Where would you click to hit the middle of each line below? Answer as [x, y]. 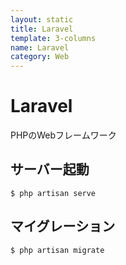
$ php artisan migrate [57, 250]
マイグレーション [63, 226]
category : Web [40, 57]
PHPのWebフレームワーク [63, 135]
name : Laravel [40, 47]
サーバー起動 [50, 169]
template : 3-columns [53, 38]
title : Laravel [42, 29]
